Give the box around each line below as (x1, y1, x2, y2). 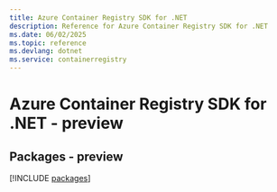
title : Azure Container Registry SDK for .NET (9, 13, 188, 23)
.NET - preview (9, 114, 124, 133)
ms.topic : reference (9, 38, 88, 48)
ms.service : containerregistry (9, 55, 127, 64)
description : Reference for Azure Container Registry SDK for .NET (9, 22, 269, 31)
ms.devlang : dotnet (9, 47, 83, 56)
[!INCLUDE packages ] (9, 173, 91, 183)
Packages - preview (9, 149, 124, 164)
